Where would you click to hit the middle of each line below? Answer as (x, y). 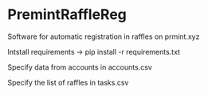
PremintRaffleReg (67, 15)
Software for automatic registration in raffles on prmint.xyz (104, 36)
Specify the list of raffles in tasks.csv (68, 82)
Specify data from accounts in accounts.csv (80, 67)
